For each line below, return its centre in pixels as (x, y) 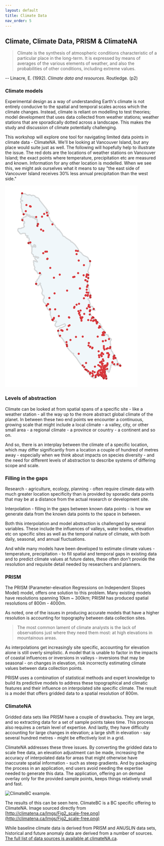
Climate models (24, 91)
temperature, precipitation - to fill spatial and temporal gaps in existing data (81, 554)
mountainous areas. (37, 638)
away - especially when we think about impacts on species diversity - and (80, 455)
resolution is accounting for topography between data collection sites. (76, 618)
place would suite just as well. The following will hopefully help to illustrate (80, 148)
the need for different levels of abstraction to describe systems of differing (80, 460)
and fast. (14, 784)
